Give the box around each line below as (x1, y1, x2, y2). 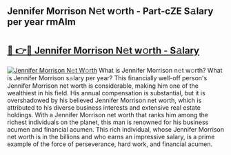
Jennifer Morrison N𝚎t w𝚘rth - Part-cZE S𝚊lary (7, 5, 214, 17)
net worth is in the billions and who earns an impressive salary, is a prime (7, 133, 215, 141)
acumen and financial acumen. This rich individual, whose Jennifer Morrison (7, 126, 225, 133)
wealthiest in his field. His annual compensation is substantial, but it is (7, 89, 205, 97)
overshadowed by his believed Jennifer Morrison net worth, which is (7, 96, 202, 104)
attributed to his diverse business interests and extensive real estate (7, 104, 201, 112)
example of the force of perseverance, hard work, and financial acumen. (7, 140, 213, 148)
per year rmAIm (7, 16, 76, 28)
